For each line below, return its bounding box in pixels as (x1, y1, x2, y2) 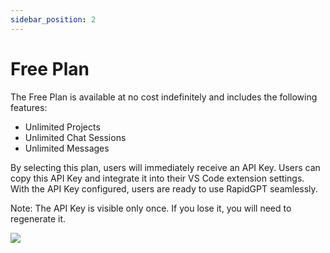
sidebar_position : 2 (10, 14, 97, 25)
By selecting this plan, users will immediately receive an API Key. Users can (10, 161, 321, 173)
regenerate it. (10, 212, 67, 225)
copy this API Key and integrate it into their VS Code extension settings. (10, 172, 305, 184)
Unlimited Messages (24, 142, 110, 154)
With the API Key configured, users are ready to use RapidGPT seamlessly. (10, 182, 318, 195)
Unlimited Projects (24, 121, 101, 133)
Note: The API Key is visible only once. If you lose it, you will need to (10, 202, 292, 214)
